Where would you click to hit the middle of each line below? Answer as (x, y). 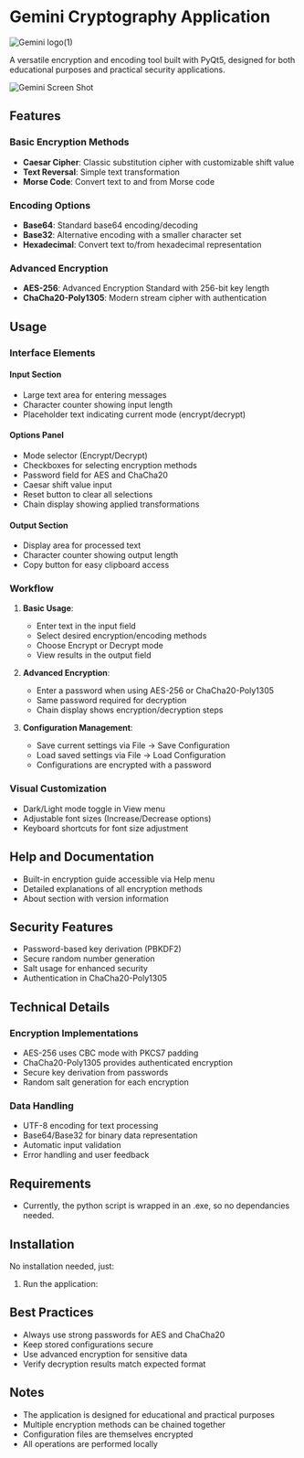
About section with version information (95, 898)
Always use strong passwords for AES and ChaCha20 (124, 1335)
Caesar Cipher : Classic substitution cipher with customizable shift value (158, 162)
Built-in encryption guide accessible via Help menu (119, 879)
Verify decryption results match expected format (114, 1364)
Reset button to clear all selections (88, 494)
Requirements (50, 1183)
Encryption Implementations (74, 1033)
